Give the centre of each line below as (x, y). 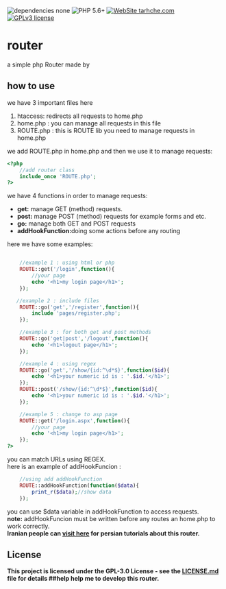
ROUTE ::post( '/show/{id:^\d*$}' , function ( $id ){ (88, 389)
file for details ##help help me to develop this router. (83, 579)
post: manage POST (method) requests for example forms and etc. (112, 217)
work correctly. (28, 526)
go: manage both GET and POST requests (76, 224)
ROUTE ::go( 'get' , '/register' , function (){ (79, 307)
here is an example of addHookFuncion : (64, 467)
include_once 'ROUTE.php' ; (58, 176)
